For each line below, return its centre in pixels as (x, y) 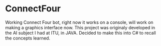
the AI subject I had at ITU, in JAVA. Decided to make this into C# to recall (80, 33)
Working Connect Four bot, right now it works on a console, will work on (79, 22)
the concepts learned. (28, 38)
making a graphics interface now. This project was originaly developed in (80, 27)
